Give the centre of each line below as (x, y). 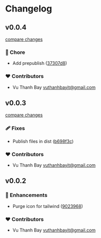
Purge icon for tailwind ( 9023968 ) (47, 206)
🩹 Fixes (15, 129)
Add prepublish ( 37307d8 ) (40, 63)
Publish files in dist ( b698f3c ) (43, 141)
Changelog (29, 9)
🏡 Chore (15, 52)
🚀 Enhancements (26, 195)
